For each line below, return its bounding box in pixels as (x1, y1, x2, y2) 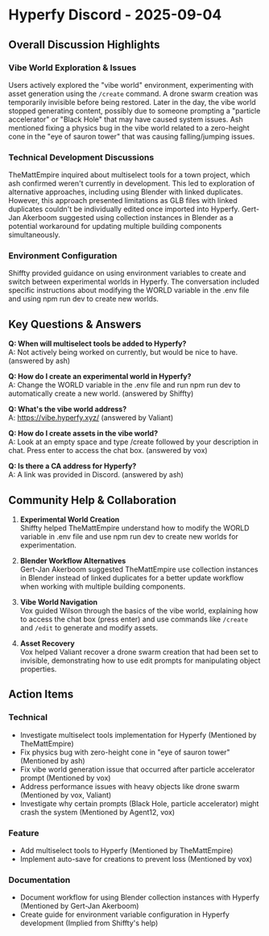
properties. (19, 664, 57, 674)
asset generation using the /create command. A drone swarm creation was (8, 89, 259, 98)
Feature (8, 827, 39, 838)
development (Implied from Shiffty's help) (19, 918, 159, 928)
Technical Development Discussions (8, 152, 155, 163)
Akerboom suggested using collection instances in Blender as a (23, 213, 234, 223)
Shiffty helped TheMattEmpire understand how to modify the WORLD (19, 523, 250, 533)
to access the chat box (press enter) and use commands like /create (19, 614, 248, 624)
